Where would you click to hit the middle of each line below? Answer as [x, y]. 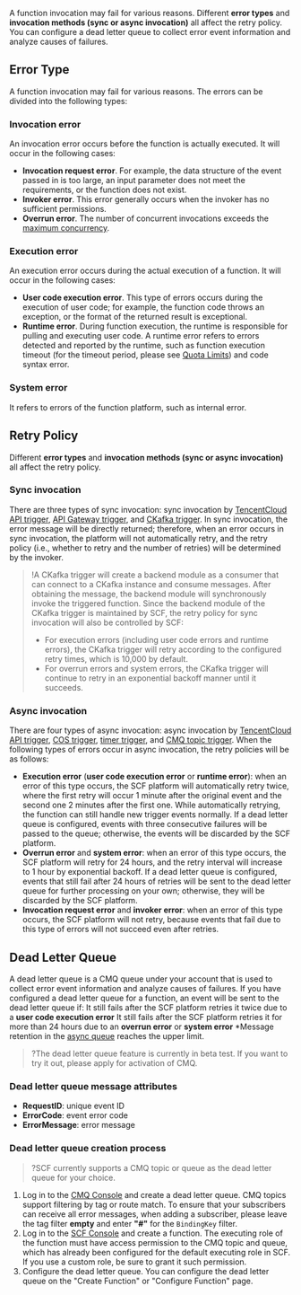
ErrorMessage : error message [79, 1125]
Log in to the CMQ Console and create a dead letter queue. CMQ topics [154, 1194]
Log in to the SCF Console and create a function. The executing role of [153, 1233]
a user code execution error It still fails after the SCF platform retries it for [146, 1017]
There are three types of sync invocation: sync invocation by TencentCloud [148, 509]
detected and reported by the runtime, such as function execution [144, 346]
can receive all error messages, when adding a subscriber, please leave [155, 1214]
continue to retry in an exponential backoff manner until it [150, 678]
